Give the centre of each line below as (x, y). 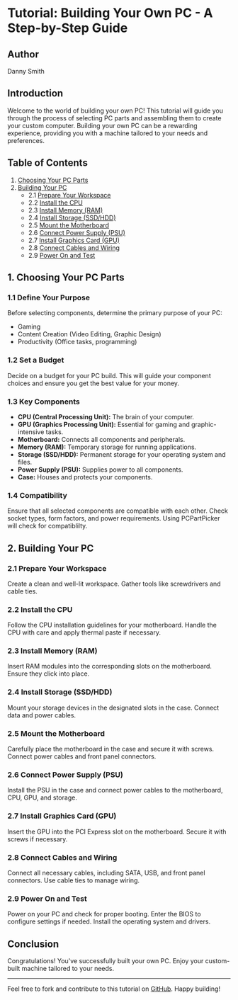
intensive (31, 432)
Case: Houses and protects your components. (85, 477)
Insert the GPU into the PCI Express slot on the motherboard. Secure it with (117, 831)
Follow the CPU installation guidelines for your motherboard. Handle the (112, 625)
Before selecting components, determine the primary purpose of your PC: (115, 313)
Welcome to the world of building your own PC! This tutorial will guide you (115, 110)
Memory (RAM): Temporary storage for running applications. (107, 447)
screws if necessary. (38, 839)
